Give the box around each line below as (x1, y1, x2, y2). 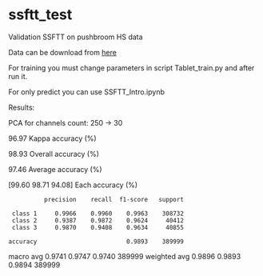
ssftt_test (8, 6, 73, 24)
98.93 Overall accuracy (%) (8, 149, 100, 158)
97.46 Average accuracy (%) (8, 164, 102, 174)
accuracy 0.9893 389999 (8, 238, 184, 246)
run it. (8, 71, 28, 81)
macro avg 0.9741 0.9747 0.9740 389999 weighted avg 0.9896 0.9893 (8, 251, 241, 261)
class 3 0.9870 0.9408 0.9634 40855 (11, 223, 184, 231)
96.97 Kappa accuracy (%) (8, 134, 98, 143)
